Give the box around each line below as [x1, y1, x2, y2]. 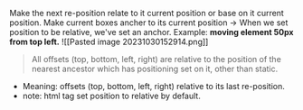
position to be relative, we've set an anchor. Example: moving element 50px [9, 27, 294, 37]
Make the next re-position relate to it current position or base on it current [9, 8, 285, 18]
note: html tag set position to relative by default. [22, 90, 201, 101]
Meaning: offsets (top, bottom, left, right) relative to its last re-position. [22, 81, 285, 91]
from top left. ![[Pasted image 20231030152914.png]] [9, 36, 209, 47]
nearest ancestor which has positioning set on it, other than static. [31, 63, 279, 74]
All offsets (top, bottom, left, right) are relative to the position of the [31, 54, 282, 64]
